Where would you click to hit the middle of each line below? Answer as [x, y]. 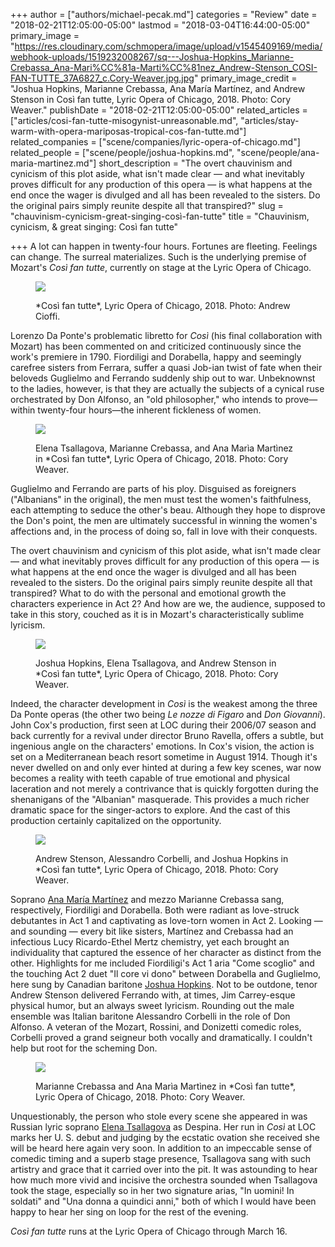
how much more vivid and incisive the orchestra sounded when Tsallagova [164, 1180]
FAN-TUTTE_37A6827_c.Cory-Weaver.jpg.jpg [102, 78]
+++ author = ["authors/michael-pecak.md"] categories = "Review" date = [164, 14]
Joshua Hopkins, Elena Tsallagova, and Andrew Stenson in [156, 663]
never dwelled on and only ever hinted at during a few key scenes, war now [166, 767]
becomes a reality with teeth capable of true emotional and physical [150, 778]
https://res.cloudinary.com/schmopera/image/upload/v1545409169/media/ [168, 46]
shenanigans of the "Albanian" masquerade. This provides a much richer [160, 799]
